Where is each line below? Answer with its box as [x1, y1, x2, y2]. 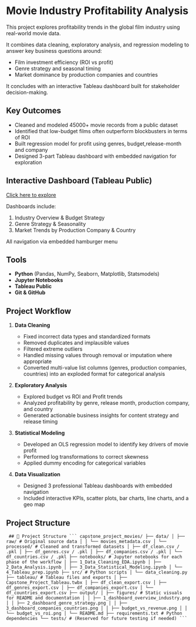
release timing [23, 418, 58, 425]
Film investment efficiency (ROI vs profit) [14, 59, 114, 66]
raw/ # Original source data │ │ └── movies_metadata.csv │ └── [6, 538, 167, 544]
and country [23, 406, 53, 413]
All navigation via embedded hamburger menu [6, 238, 118, 245]
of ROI [14, 134, 31, 141]
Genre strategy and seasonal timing [14, 65, 101, 72]
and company [14, 146, 48, 153]
